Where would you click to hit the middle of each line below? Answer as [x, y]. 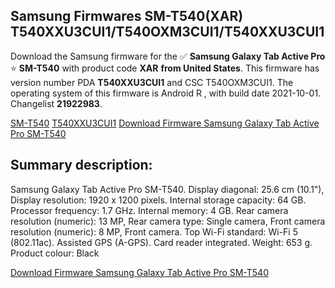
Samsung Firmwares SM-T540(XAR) [127, 16]
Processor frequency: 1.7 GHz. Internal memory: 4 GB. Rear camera [149, 210]
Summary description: [81, 165]
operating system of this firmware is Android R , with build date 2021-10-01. [166, 93]
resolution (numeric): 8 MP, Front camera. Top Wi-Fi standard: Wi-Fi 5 [154, 231]
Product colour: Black [55, 253]
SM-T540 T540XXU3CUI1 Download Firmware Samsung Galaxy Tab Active [165, 123]
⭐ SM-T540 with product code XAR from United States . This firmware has [165, 68]
